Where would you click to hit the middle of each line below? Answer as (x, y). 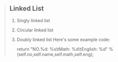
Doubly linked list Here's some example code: (63, 39)
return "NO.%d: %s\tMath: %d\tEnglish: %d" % (65, 49)
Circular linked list (35, 30)
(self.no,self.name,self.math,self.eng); (55, 54)
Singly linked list (33, 20)
